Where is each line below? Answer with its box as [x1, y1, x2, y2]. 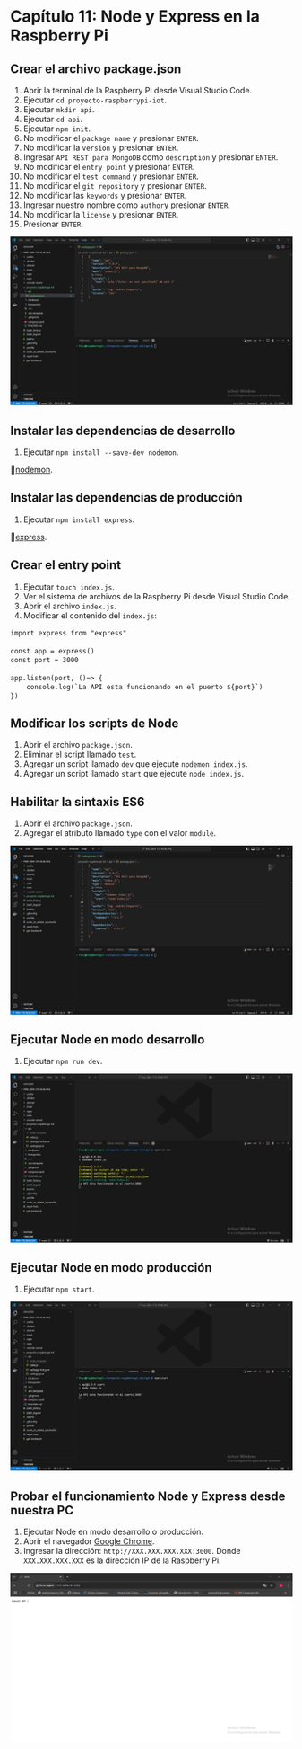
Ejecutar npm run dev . [22, 1056, 103, 1067]
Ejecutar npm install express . [22, 514, 135, 525]
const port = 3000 [10, 655, 79, 664]
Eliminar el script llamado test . [22, 749, 137, 760]
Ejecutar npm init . [22, 123, 91, 134]
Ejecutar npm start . [22, 1283, 95, 1295]
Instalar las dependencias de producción [10, 490, 243, 505]
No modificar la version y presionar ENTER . [22, 142, 179, 153]
